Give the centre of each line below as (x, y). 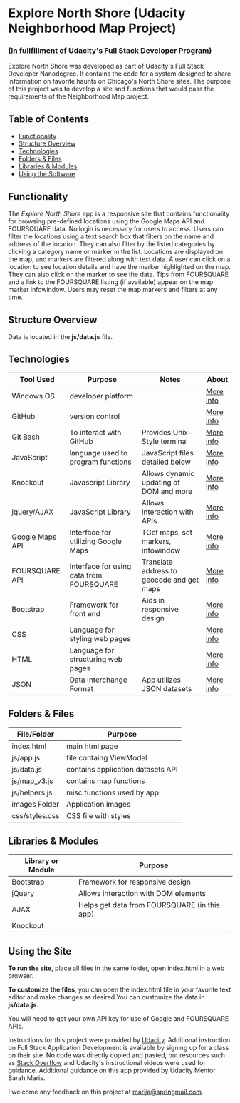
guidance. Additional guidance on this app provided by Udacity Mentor (112, 1071)
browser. (21, 976)
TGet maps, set (167, 532)
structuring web (96, 659)
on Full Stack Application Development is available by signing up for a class (119, 1048)
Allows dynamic (168, 473)
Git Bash (26, 437)
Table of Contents (49, 119)
